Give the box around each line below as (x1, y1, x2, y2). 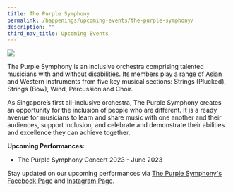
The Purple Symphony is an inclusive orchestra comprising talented (7, 63, 205, 71)
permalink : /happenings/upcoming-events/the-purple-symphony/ (7, 17, 194, 24)
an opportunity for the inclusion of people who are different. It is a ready (7, 106, 217, 115)
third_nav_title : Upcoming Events (7, 30, 109, 37)
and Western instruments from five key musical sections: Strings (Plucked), (7, 77, 227, 86)
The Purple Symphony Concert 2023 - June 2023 (17, 155, 163, 164)
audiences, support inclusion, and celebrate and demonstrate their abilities (7, 121, 225, 129)
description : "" (7, 23, 55, 30)
